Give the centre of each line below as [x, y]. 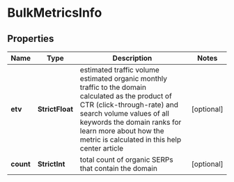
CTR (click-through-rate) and [129, 105]
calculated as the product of [126, 96]
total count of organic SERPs [126, 160]
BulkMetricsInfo [55, 13]
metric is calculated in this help [131, 139]
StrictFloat [55, 109]
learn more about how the [122, 131]
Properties [31, 39]
